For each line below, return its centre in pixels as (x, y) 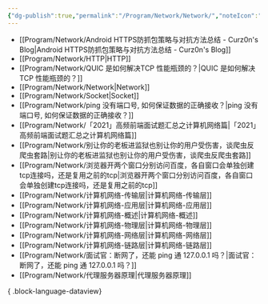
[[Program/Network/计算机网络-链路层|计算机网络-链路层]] (116, 245)
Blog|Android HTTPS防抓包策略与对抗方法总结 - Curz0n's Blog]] (125, 50)
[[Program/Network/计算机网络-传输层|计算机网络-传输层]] (116, 195)
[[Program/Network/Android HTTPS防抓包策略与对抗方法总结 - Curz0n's (139, 39)
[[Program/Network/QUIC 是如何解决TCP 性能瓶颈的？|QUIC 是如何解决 (137, 68)
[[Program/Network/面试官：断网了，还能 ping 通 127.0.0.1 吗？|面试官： (138, 255)
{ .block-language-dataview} (55, 291)
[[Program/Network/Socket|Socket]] (79, 95)
